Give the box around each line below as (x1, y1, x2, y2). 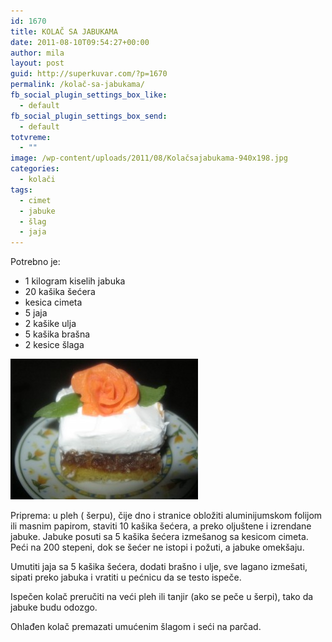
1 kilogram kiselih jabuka (24, 275, 126, 287)
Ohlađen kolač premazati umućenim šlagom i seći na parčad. (10, 621, 262, 633)
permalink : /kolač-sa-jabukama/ (10, 80, 145, 90)
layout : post (10, 58, 65, 69)
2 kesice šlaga (24, 339, 85, 351)
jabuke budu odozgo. (10, 601, 98, 614)
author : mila (10, 48, 65, 58)
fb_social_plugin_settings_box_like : (10, 90, 168, 100)
